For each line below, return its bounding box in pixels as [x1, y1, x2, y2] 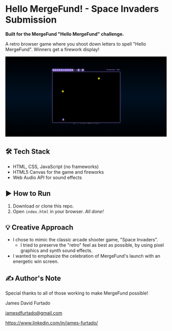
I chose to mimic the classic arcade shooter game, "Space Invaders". [12, 237, 159, 243]
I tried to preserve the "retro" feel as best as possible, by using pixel [20, 242, 164, 249]
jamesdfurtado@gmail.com [5, 310, 62, 316]
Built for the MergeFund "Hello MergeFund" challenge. [5, 31, 124, 37]
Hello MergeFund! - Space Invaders [5, 3, 159, 15]
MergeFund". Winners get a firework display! [5, 46, 100, 52]
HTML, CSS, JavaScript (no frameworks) [12, 163, 99, 170]
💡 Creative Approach [5, 223, 74, 232]
